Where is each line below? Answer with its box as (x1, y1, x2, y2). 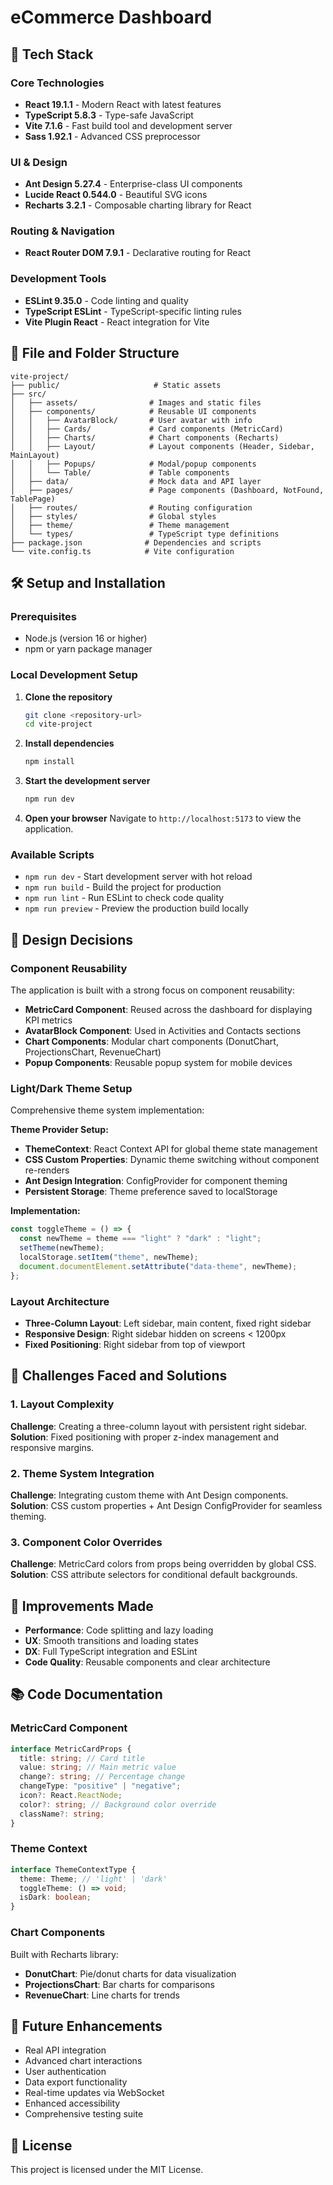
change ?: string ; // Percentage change (19, 1772, 186, 1782)
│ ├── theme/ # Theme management (10, 520, 230, 530)
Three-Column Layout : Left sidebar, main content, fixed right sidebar (24, 1317, 312, 1329)
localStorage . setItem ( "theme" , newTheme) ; (19, 1252, 199, 1262)
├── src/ (10, 389, 47, 399)
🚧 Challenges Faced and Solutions (10, 1367, 228, 1385)
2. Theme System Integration (10, 1466, 155, 1480)
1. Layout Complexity (10, 1397, 115, 1411)
